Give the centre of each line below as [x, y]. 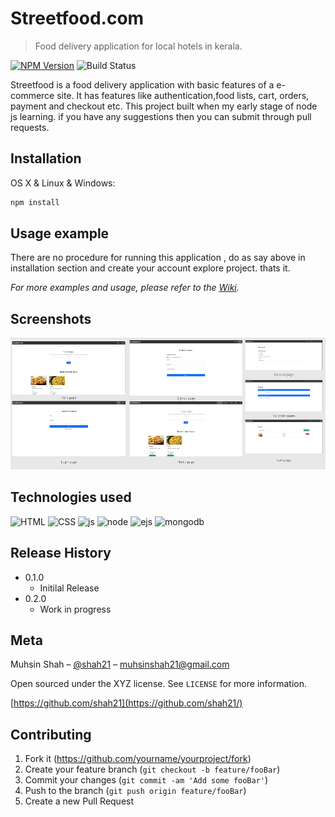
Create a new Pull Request [79, 801]
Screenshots [51, 318]
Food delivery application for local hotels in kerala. [138, 46]
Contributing [51, 734]
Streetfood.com [77, 18]
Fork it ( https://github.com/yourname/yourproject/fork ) [138, 759]
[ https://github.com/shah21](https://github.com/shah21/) [126, 703]
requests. [30, 127]
